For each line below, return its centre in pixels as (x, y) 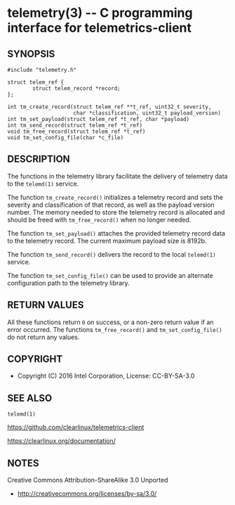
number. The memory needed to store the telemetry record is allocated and (116, 212)
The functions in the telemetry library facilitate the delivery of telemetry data (117, 176)
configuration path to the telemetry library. (68, 283)
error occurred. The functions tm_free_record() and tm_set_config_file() (115, 329)
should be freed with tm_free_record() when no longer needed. (99, 219)
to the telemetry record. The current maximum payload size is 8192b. (107, 241)
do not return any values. (43, 337)
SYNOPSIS (31, 54)
